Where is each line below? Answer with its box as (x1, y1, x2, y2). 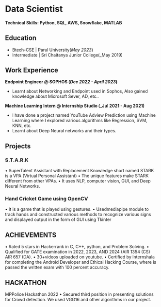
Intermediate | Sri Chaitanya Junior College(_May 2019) (12, 52, 123, 58)
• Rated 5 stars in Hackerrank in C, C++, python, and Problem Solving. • (5, 244, 149, 250)
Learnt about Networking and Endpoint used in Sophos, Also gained (12, 89, 148, 94)
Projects (5, 142, 31, 150)
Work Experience (5, 66, 59, 74)
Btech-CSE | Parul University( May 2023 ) (12, 47, 94, 53)
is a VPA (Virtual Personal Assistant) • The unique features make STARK (5, 173, 149, 179)
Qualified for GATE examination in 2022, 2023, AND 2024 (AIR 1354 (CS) (5, 249, 150, 255)
